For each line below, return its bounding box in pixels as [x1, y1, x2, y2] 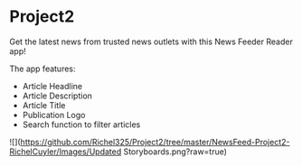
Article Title [22, 99, 66, 110]
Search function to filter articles [22, 119, 141, 130]
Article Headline [22, 80, 83, 91]
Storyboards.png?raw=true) [123, 146, 228, 157]
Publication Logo [22, 109, 86, 120]
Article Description [22, 90, 93, 101]
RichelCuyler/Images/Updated [9, 146, 122, 157]
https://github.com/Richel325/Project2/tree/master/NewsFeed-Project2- [20, 136, 290, 147]
